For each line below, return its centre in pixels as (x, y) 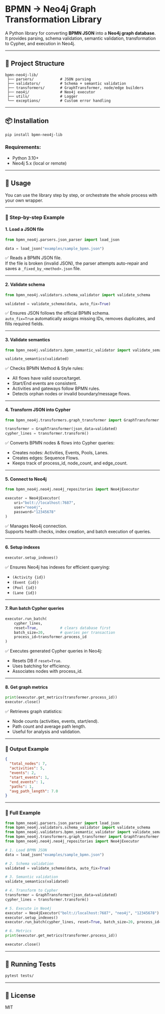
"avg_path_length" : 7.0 (34, 791)
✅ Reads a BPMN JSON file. (34, 258)
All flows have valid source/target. (47, 378)
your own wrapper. (24, 200)
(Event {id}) (26, 582)
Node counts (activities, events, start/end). (55, 721)
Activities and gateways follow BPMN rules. (56, 388)
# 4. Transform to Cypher (31, 891)
